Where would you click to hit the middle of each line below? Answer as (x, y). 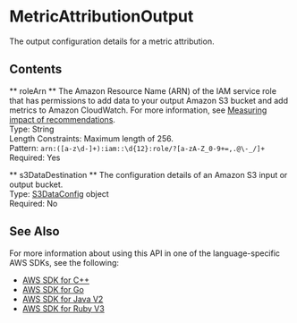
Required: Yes (35, 157)
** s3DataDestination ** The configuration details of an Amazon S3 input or (148, 174)
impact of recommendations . (63, 119)
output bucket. (36, 184)
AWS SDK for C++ (55, 280)
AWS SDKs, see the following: (64, 262)
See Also (34, 231)
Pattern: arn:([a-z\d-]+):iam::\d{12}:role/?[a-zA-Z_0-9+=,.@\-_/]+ (137, 148)
